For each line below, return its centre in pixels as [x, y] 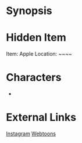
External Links [41, 118]
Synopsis [29, 11]
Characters [34, 78]
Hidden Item [36, 38]
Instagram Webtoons [31, 134]
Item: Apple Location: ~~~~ [39, 54]
